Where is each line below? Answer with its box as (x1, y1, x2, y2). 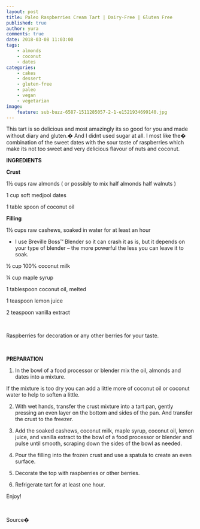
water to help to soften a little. (6, 391, 80, 398)
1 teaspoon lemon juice (6, 297, 63, 304)
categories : (6, 64, 36, 71)
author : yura (6, 25, 39, 32)
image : (6, 103, 23, 110)
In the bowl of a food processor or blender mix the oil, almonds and (14, 367, 181, 374)
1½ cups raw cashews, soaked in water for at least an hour (6, 226, 151, 234)
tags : (6, 43, 20, 49)
